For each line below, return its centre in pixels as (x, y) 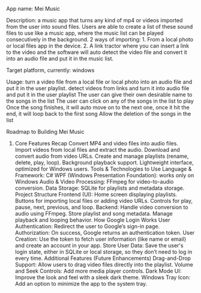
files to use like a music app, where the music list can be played (85, 33)
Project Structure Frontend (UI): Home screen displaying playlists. (96, 194)
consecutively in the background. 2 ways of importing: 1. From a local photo (100, 39)
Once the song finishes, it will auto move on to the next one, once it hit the (98, 107)
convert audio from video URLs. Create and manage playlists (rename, (102, 156)
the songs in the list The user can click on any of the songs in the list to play (100, 101)
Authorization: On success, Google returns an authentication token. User (105, 233)
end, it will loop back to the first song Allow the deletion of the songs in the (99, 114)
